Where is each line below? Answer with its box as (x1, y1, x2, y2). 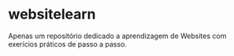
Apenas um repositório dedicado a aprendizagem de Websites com (8, 31, 227, 40)
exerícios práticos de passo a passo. (8, 39, 128, 48)
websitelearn (8, 5, 96, 23)
